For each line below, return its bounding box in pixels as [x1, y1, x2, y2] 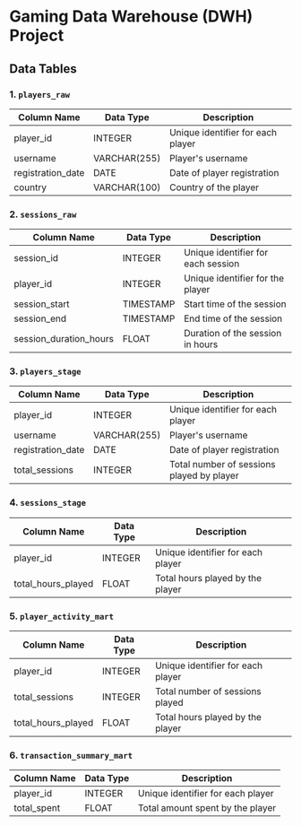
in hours [183, 338, 219, 351]
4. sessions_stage [9, 496, 87, 509]
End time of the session [183, 312, 283, 325]
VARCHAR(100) [93, 181, 161, 194]
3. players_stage [9, 365, 82, 378]
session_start [13, 298, 70, 310]
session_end [13, 312, 67, 325]
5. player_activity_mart [9, 610, 115, 622]
